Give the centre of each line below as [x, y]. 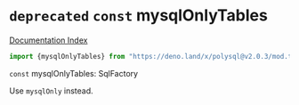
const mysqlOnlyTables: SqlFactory [74, 73]
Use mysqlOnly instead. [51, 91]
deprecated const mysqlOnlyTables [139, 16]
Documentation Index [48, 40]
